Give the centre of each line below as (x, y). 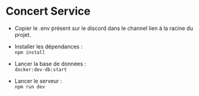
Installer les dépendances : (49, 46)
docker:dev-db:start (41, 69)
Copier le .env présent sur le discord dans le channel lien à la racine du (104, 28)
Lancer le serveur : (38, 81)
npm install (30, 52)
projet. (23, 34)
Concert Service (48, 11)
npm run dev (30, 87)
